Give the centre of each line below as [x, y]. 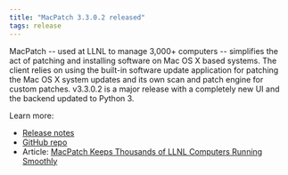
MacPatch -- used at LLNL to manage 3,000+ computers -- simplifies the [144, 51]
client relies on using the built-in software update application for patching [144, 70]
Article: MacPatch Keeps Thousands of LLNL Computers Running [142, 151]
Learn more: [32, 115]
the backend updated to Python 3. [72, 98]
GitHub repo [45, 142]
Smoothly [40, 161]
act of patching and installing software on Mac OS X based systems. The [143, 60]
